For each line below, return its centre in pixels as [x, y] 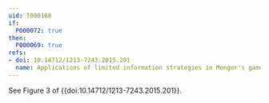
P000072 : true [39, 30]
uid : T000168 [30, 16]
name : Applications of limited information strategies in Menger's [130, 68]
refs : [17, 53]
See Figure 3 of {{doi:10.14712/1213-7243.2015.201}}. [95, 90]
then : [17, 38]
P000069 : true [39, 46]
